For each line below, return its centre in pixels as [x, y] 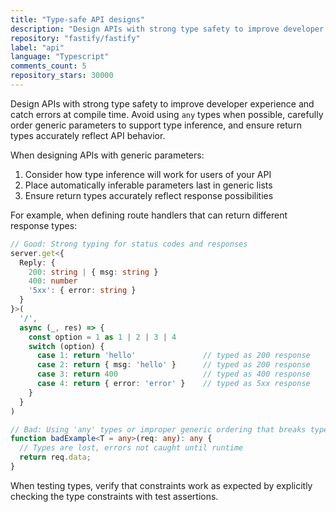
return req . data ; [55, 457]
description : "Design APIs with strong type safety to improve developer [167, 29]
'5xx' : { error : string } [82, 291]
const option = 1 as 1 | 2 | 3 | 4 [102, 337]
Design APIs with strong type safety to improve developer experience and [162, 103]
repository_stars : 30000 [62, 76]
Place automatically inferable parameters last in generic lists [148, 185]
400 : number [53, 281]
